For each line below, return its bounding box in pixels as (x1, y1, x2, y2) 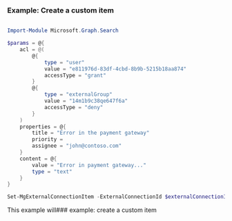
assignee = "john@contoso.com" (32, 142, 122, 150)
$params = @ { (7, 40, 45, 47)
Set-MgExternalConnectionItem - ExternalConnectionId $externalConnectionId (7, 193, 230, 200)
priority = (32, 136, 64, 143)
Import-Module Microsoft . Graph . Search (7, 27, 119, 35)
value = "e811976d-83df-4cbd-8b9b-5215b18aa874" (43, 65, 187, 73)
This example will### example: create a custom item (7, 206, 157, 214)
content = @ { (19, 155, 57, 162)
